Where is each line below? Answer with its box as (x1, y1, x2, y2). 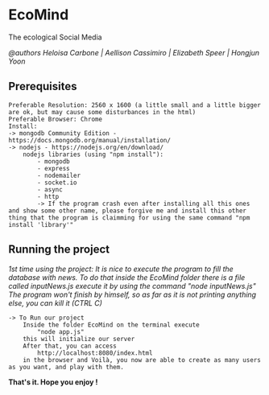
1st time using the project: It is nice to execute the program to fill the (8, 264, 234, 274)
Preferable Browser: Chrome (8, 115, 103, 123)
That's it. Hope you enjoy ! (8, 376, 98, 387)
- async (37, 185, 63, 194)
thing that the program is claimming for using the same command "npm (8, 213, 250, 222)
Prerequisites (8, 80, 77, 93)
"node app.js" (37, 327, 85, 335)
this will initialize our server (23, 335, 135, 343)
